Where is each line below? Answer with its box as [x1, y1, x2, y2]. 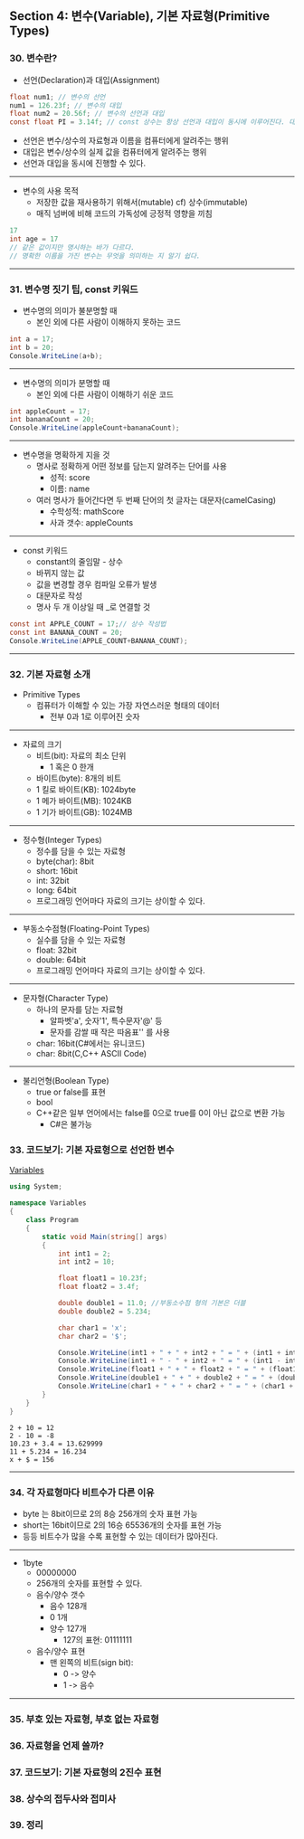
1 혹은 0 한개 [49, 762, 95, 773]
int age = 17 [9, 234, 59, 244]
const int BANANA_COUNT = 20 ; [9, 628, 124, 638]
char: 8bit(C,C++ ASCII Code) [35, 1048, 147, 1059]
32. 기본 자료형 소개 [9, 668, 90, 680]
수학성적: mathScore [49, 506, 125, 517]
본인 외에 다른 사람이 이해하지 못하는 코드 [35, 316, 182, 327]
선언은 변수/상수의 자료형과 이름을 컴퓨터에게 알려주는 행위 [22, 135, 229, 147]
